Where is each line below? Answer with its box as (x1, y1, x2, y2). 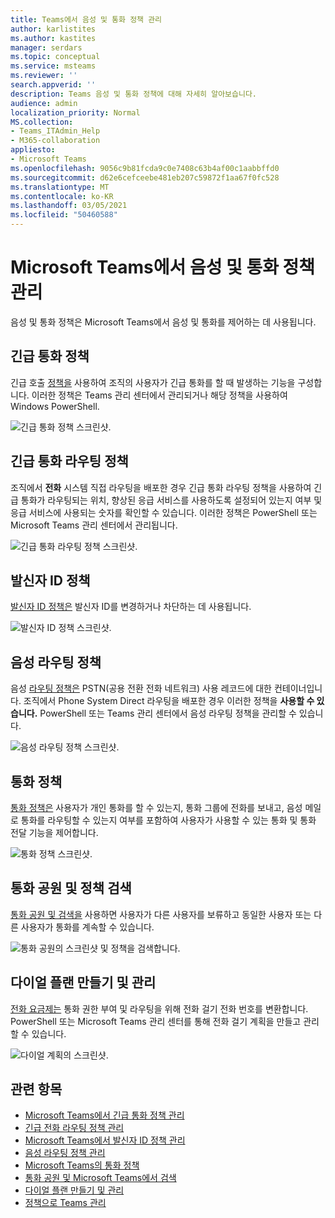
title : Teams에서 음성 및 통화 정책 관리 (10, 14, 163, 25)
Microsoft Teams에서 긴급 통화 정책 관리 (24, 1109, 185, 1121)
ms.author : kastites (10, 33, 97, 43)
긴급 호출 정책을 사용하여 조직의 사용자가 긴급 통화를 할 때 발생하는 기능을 (10, 376, 296, 388)
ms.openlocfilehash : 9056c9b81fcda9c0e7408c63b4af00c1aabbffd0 (10, 163, 280, 173)
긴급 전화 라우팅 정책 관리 (24, 1122, 125, 1134)
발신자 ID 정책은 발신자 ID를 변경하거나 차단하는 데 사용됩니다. (10, 601, 252, 613)
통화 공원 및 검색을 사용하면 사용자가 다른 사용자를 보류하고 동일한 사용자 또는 (10, 908, 312, 920)
